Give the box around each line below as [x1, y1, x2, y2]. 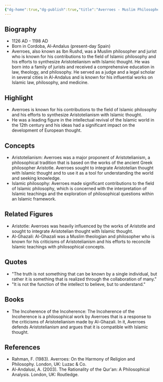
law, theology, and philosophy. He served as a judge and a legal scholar [11, 69, 155, 75]
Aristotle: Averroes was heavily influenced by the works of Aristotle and [11, 223, 155, 229]
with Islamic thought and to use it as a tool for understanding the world [11, 170, 154, 176]
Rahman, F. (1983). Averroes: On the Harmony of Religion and [11, 356, 135, 362]
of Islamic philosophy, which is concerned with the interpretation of [11, 186, 147, 192]
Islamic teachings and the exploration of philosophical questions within [11, 191, 154, 197]
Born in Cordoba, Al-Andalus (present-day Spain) [11, 43, 110, 49]
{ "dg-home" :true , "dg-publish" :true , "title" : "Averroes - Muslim [4, 7, 136, 12]
